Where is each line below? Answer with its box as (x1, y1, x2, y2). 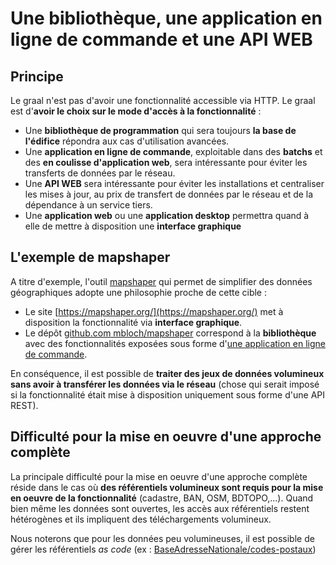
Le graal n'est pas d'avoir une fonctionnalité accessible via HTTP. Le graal (10, 95, 316, 106)
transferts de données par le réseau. (24, 167, 176, 179)
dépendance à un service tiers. (24, 199, 153, 211)
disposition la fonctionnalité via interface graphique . (24, 316, 243, 328)
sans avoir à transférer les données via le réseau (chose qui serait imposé (10, 378, 320, 390)
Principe (10, 68, 64, 85)
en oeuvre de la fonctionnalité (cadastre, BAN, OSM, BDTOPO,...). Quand (10, 492, 314, 504)
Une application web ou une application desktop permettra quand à (24, 210, 310, 221)
